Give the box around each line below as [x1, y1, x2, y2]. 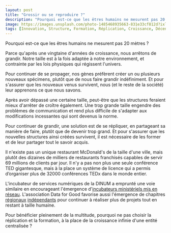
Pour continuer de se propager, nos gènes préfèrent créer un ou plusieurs [5, 71, 160, 77]
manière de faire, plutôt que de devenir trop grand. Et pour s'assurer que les [5, 128, 165, 135]
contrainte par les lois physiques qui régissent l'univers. [5, 61, 122, 67]
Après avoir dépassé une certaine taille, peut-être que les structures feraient [5, 97, 166, 103]
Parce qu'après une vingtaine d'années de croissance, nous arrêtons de [5, 50, 157, 56]
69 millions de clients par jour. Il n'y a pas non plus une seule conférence [5, 160, 158, 166]
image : [5, 21, 19, 27]
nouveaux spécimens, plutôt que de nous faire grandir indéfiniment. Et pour [5, 76, 164, 82]
